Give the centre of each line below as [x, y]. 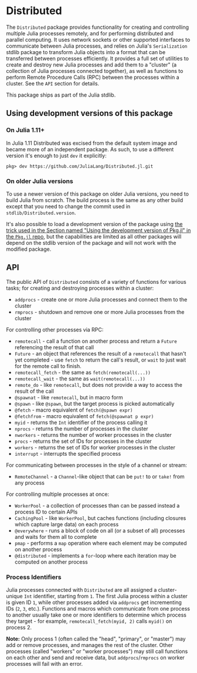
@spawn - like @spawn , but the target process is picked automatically [94, 403]
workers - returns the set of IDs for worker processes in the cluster [95, 447]
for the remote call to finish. [48, 366]
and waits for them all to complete [56, 536]
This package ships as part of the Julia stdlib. [61, 95]
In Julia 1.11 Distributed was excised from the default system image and [92, 143]
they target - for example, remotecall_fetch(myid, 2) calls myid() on [89, 621]
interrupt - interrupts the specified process [68, 453]
